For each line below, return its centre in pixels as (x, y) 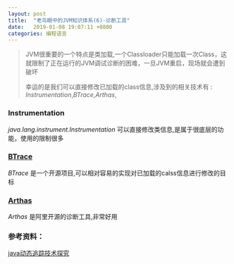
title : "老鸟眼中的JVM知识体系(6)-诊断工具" (69, 20)
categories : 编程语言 (38, 33)
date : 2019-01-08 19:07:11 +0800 (60, 27)
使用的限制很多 (42, 138)
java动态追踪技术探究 (39, 253)
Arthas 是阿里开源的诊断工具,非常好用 (63, 217)
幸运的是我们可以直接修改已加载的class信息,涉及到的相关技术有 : (119, 87)
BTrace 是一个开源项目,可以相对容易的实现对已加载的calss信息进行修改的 (114, 172)
